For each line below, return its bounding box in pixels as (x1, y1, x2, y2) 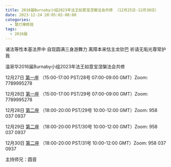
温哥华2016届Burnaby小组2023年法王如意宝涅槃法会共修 (5, 64, 125, 69)
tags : (5, 27, 17, 32)
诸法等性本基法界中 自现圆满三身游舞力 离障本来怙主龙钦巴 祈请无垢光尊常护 (5, 46, 166, 52)
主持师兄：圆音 (5, 156, 37, 162)
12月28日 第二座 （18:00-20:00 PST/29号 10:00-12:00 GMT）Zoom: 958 (5, 107, 158, 113)
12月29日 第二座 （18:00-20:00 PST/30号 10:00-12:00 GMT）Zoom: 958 (5, 124, 158, 129)
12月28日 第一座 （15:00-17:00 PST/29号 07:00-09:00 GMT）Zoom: (5, 91, 148, 97)
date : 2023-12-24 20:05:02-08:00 (5, 12, 77, 17)
